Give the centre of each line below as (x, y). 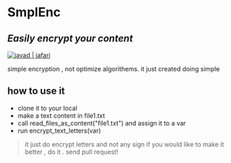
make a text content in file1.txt (61, 115)
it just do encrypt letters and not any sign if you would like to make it (124, 144)
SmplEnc (34, 12)
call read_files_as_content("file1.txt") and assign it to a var (102, 123)
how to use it (36, 91)
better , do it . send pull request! (71, 152)
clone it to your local (47, 108)
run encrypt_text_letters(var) (59, 131)
